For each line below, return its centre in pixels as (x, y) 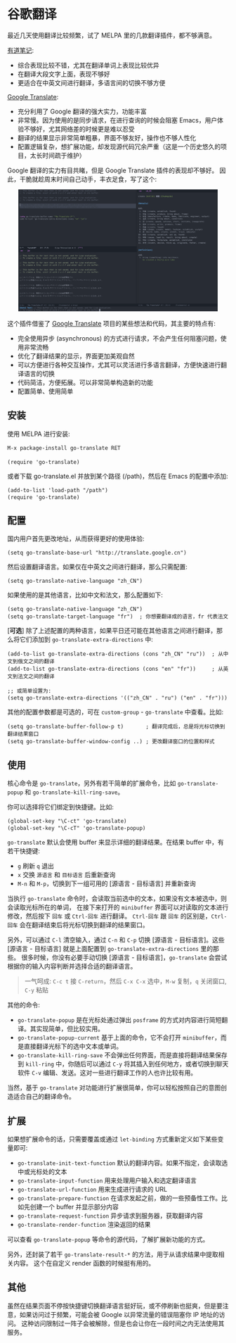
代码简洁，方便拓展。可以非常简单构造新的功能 (85, 382)
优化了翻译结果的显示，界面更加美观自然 (76, 355)
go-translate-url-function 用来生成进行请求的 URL (92, 1190)
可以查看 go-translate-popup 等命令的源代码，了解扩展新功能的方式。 (108, 1240)
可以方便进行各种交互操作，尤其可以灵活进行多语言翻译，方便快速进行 (119, 365)
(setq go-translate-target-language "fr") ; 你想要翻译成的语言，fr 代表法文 (118, 617)
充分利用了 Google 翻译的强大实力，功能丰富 (82, 111)
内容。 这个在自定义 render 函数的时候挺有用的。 (84, 1263)
